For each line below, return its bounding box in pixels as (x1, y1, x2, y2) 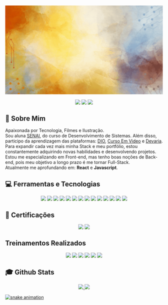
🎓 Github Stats (5, 268, 54, 276)
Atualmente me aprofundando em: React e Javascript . (5, 164, 118, 170)
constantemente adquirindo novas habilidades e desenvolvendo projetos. (5, 148, 156, 155)
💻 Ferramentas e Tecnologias (5, 179, 100, 188)
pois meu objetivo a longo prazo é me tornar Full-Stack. (15, 159, 130, 165)
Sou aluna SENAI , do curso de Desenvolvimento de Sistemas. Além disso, (5, 133, 157, 139)
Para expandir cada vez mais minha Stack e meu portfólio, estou (5, 143, 138, 149)
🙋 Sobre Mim (5, 114, 46, 122)
